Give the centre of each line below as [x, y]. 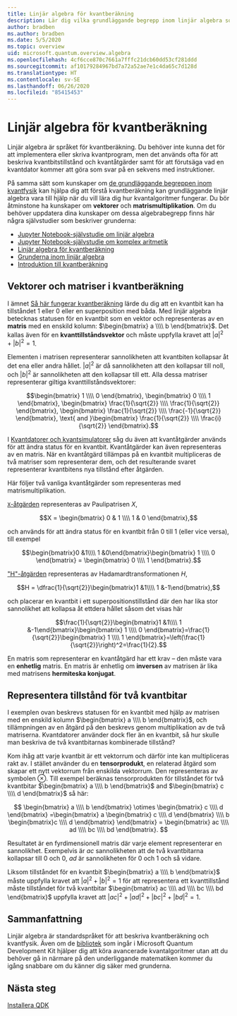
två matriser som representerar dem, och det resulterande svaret [102, 461]
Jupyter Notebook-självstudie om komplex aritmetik [93, 242]
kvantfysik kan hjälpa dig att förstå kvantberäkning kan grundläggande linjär [117, 190]
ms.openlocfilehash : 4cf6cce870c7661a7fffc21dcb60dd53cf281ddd [102, 60]
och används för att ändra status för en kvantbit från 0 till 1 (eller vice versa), [118, 531]
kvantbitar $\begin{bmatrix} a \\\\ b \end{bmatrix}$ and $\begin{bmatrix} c [116, 786]
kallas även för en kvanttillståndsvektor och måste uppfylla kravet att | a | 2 [115, 334]
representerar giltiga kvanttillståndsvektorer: [72, 382]
